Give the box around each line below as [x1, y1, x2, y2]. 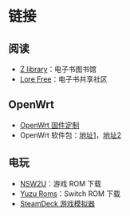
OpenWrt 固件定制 [19, 120, 80, 130]
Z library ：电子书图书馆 [19, 65, 97, 74]
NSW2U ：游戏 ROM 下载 [19, 178, 102, 188]
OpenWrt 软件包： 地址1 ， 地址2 [19, 130, 122, 140]
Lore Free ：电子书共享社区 [19, 74, 108, 84]
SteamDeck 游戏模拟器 [19, 198, 96, 208]
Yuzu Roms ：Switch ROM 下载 [19, 189, 121, 198]
